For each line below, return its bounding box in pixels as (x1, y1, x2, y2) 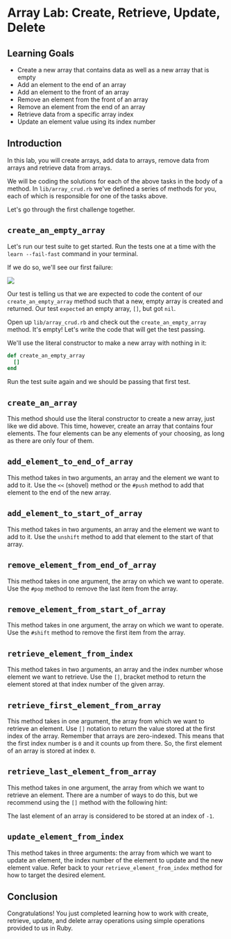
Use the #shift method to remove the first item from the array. (7, 628, 186, 637)
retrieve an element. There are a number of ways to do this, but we (7, 791, 198, 799)
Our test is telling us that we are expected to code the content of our (7, 289, 203, 298)
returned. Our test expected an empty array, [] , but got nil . (7, 304, 176, 312)
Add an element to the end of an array (17, 81, 126, 88)
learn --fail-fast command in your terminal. (7, 249, 139, 258)
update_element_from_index (7, 832, 124, 842)
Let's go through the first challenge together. (7, 205, 135, 214)
